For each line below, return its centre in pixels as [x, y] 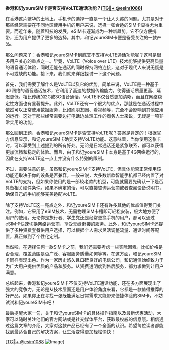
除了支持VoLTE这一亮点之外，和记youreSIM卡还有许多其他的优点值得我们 [81, 205]
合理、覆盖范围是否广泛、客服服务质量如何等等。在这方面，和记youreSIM [86, 254]
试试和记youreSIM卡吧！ [31, 302]
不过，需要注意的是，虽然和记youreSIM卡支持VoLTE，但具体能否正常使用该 [83, 169]
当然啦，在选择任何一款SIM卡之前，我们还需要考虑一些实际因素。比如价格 [82, 247]
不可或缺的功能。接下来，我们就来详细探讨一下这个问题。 [65, 73]
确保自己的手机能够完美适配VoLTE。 [43, 194]
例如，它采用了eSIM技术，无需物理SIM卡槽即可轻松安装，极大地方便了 [87, 211]
